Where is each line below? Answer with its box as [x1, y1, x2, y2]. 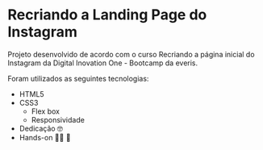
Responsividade [31, 115, 86, 124]
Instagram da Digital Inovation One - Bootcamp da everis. [7, 58, 198, 68]
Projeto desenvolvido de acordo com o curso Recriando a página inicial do [7, 49, 255, 59]
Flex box [31, 106, 60, 116]
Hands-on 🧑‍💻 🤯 [19, 132, 71, 142]
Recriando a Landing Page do [7, 6, 207, 24]
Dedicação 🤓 [19, 123, 64, 133]
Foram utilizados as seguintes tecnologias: [7, 73, 149, 83]
